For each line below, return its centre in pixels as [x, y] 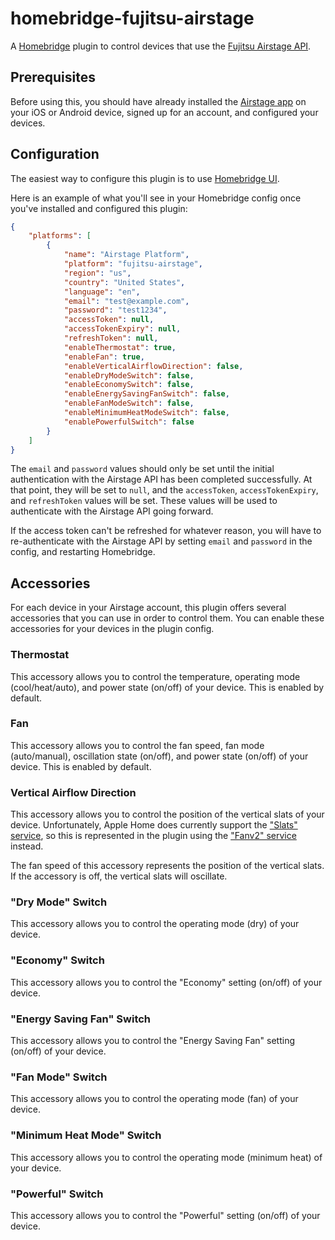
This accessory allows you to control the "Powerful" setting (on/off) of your [165, 1215]
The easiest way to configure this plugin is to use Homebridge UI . [145, 178]
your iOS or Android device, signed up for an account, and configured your [164, 112]
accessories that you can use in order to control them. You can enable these [167, 618]
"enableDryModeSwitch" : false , [129, 375]
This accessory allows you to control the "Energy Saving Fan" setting [152, 1041]
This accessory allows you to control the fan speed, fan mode [137, 745]
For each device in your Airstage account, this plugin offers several [148, 608]
